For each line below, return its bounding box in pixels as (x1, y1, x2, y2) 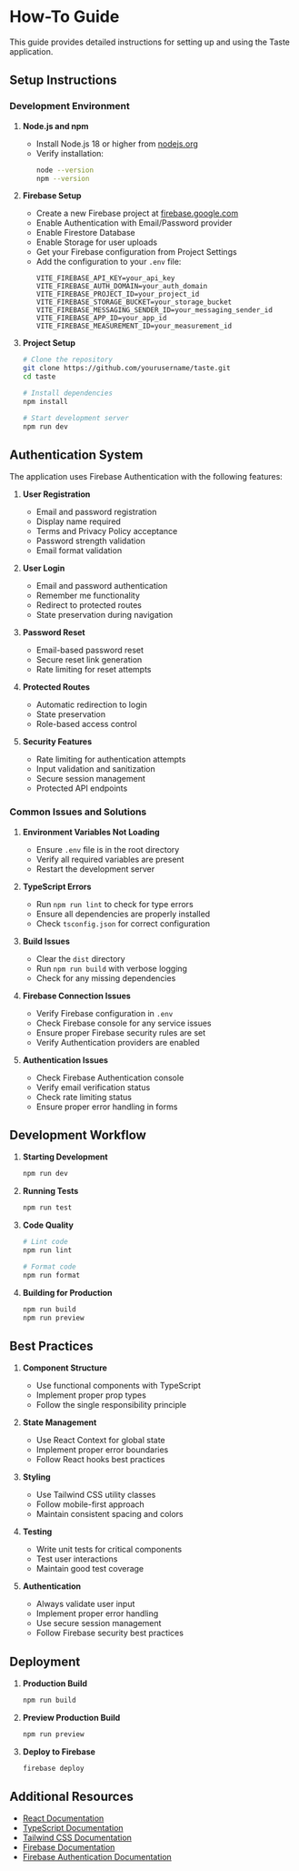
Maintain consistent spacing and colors (35, 1509, 184, 1520)
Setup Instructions (9, 73, 117, 88)
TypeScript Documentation (22, 1823, 125, 1834)
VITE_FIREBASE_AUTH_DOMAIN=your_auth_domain (35, 282, 208, 291)
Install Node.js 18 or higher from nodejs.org (35, 138, 198, 149)
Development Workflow (9, 1128, 147, 1143)
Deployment (9, 1654, 81, 1669)
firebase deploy (22, 1764, 85, 1773)
